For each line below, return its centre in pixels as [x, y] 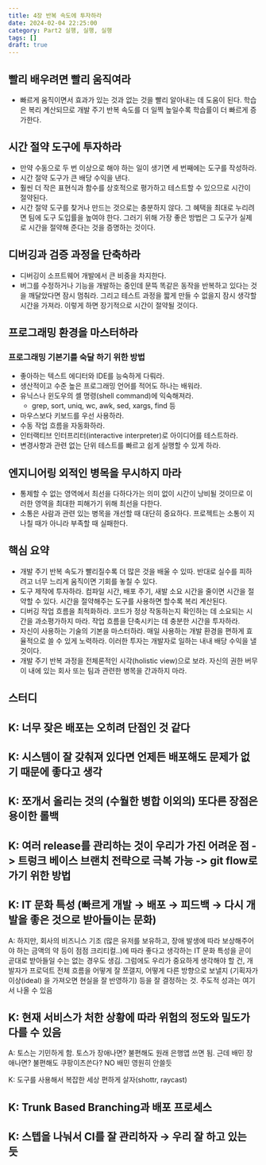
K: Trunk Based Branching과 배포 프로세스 [110, 1107]
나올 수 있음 [35, 990]
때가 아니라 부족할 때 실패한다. [81, 523]
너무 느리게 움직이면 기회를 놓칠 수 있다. [96, 581]
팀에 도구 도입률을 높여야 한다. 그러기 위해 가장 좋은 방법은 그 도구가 [133, 217]
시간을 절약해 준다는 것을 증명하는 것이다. [92, 227]
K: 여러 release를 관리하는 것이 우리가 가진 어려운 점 [129, 845]
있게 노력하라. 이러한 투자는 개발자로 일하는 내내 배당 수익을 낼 [160, 641]
